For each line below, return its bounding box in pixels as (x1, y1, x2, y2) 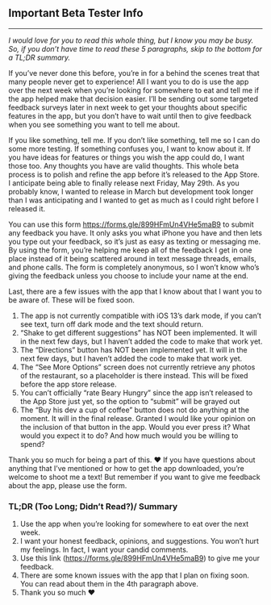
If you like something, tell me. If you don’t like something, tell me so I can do (8, 135, 261, 144)
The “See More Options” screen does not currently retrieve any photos (19, 362, 256, 372)
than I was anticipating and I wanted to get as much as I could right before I (8, 195, 259, 205)
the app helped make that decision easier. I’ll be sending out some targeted (8, 94, 258, 103)
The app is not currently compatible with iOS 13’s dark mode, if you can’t (19, 311, 262, 320)
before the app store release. (19, 379, 117, 389)
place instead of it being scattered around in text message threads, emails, (8, 253, 256, 263)
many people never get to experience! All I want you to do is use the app (8, 77, 249, 86)
